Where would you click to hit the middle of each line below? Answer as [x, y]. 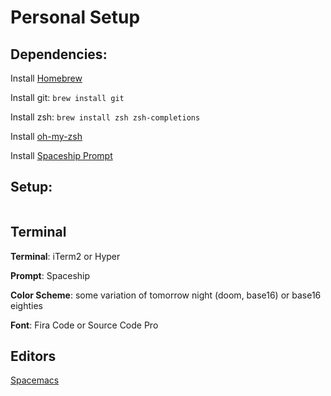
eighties [26, 305]
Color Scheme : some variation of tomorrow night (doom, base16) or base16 [166, 295]
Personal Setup [75, 17]
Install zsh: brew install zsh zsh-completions [105, 117]
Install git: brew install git [67, 97]
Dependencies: [59, 54]
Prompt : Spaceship [50, 275]
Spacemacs [35, 380]
